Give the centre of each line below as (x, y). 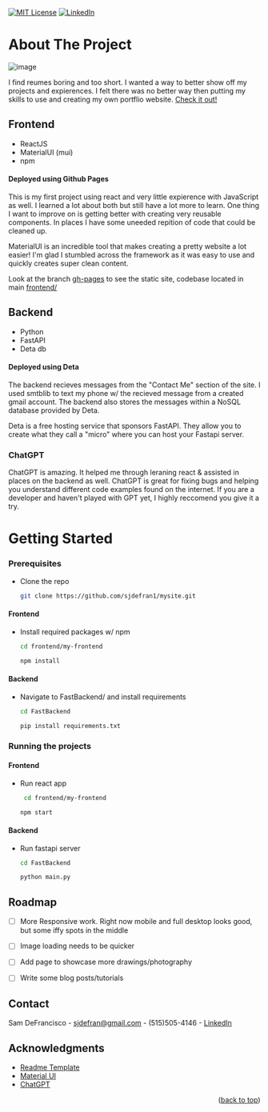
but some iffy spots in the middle (74, 930)
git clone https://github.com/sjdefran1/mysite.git (108, 596)
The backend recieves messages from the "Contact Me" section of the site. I (134, 385)
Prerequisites (35, 564)
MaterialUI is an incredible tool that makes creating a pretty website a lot (127, 246)
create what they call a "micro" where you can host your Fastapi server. (126, 434)
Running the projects (50, 746)
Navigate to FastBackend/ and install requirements (103, 697)
